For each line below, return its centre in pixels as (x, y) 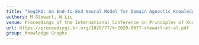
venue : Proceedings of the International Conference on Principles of (95, 22)
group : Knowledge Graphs (37, 33)
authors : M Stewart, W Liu (39, 17)
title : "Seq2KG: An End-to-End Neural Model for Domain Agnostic (88, 11)
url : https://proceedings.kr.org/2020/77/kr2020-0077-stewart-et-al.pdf (98, 28)
